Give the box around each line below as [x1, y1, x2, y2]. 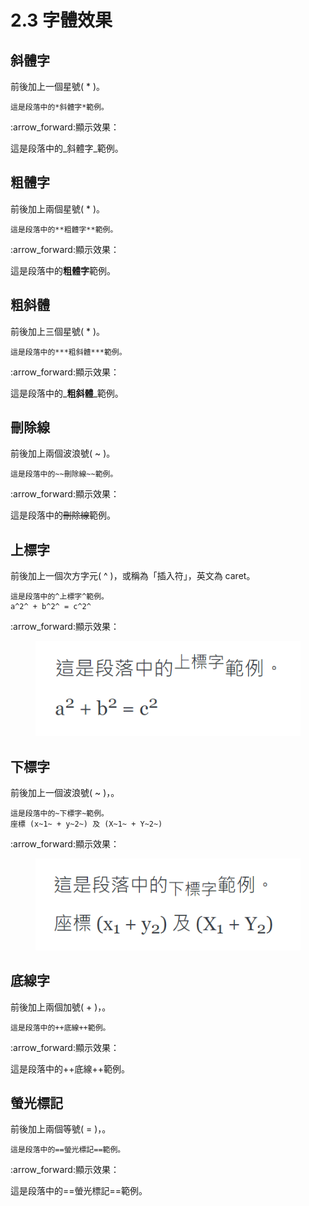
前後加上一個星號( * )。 [10, 81, 106, 92]
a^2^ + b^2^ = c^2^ [10, 602, 92, 612]
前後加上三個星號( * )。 [10, 325, 106, 337]
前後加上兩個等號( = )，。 [10, 1123, 112, 1135]
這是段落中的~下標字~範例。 [10, 808, 110, 818]
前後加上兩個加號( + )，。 [10, 1001, 112, 1013]
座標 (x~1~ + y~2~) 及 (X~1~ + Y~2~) [10, 819, 163, 829]
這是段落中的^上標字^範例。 [10, 592, 110, 602]
